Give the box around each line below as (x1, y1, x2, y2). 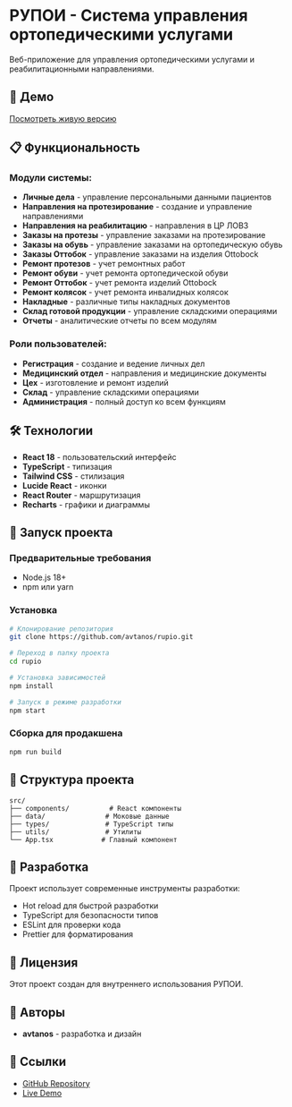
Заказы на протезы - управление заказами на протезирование (21, 230, 266, 241)
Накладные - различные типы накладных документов (21, 296, 230, 307)
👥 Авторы (9, 1004, 65, 1020)
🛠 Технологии (9, 423, 94, 439)
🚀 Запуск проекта (9, 524, 113, 540)
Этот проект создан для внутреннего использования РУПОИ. (9, 979, 244, 990)
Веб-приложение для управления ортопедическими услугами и (9, 54, 254, 64)
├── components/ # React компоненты (9, 804, 181, 813)
